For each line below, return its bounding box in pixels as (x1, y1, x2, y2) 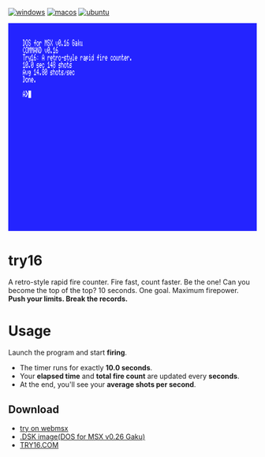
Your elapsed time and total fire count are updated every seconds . (19, 371, 240, 381)
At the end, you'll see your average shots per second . (19, 380, 196, 389)
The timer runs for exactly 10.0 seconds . (19, 363, 153, 373)
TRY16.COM (19, 440, 59, 450)
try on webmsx (19, 424, 69, 433)
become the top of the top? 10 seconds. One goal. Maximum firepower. (8, 286, 239, 295)
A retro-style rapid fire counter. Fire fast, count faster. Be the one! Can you (8, 277, 250, 287)
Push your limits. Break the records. (8, 294, 129, 303)
